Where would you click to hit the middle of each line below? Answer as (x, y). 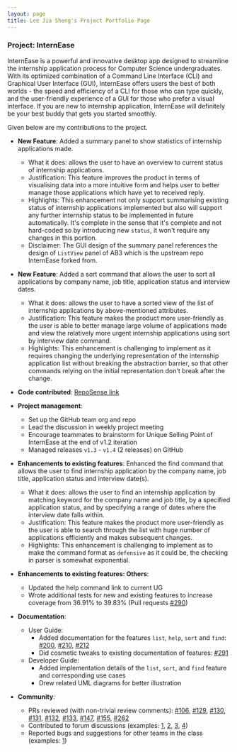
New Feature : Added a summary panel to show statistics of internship (120, 141)
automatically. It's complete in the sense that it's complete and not (125, 222)
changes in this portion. (63, 238)
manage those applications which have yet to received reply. (116, 192)
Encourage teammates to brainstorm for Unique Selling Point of (121, 434)
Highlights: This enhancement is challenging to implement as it (119, 348)
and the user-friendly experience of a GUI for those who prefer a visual (111, 98)
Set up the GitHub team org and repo (82, 419)
